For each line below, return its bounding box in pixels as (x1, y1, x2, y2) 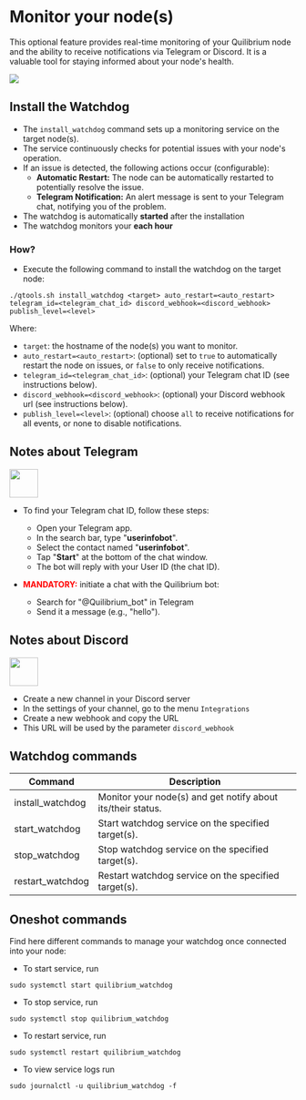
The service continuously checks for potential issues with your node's (22, 143, 286, 154)
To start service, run (22, 963, 99, 974)
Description (168, 776, 221, 789)
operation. (22, 152, 62, 163)
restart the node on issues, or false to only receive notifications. (22, 360, 265, 371)
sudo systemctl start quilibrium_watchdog (9, 981, 173, 990)
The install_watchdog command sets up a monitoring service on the (22, 123, 280, 134)
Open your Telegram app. (36, 522, 133, 534)
